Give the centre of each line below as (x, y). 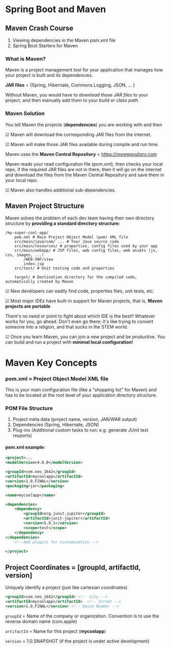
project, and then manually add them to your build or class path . (72, 101)
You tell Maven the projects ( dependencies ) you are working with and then (84, 124)
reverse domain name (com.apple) (41, 621)
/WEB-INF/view (38, 259)
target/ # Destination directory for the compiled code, (76, 277)
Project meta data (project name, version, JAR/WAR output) (75, 419)
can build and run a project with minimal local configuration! (69, 342)
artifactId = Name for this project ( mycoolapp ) (56, 631)
